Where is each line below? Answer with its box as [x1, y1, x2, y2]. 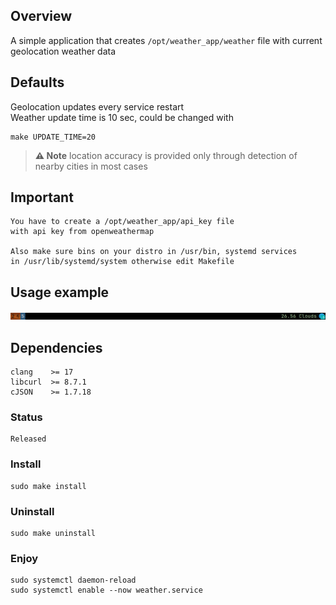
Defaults [10, 74, 65, 91]
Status [10, 410, 43, 424]
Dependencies [10, 339, 103, 356]
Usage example [10, 284, 110, 301]
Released [10, 434, 47, 444]
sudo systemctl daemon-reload [10, 575, 137, 586]
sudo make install [10, 481, 87, 491]
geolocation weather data [10, 45, 117, 57]
